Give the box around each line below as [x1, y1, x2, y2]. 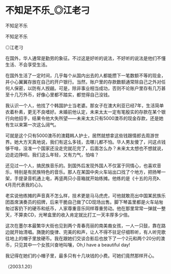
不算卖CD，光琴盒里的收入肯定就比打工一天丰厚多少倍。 [14, 212, 132, 218]
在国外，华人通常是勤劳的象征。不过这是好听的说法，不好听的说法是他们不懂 [5, 55, 166, 61]
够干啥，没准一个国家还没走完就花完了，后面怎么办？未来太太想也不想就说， [5, 145, 166, 151]
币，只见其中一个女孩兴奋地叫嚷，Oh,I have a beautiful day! [5, 241, 131, 248]
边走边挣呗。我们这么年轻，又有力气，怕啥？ [5, 151, 99, 157]
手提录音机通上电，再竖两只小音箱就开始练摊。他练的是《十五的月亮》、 [14, 175, 164, 181]
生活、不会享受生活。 [5, 61, 50, 67]
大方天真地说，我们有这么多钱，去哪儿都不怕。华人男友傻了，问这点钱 [18, 139, 166, 145]
